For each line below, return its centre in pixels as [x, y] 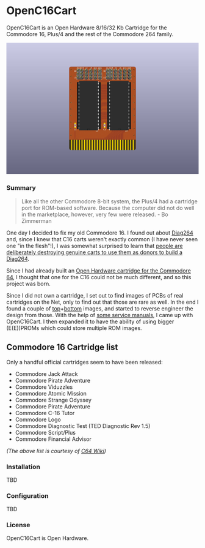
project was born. [28, 283]
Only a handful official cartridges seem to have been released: [85, 362]
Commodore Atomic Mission [51, 393]
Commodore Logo [38, 419]
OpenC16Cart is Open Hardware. [48, 538]
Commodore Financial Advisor [53, 439]
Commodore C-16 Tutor [45, 413]
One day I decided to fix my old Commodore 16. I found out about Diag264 [100, 233]
